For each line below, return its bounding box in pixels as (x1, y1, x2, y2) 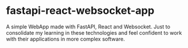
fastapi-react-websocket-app (6, 4, 155, 17)
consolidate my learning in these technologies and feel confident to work (6, 29, 182, 36)
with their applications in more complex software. (6, 35, 125, 42)
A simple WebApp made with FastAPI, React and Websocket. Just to (6, 23, 171, 30)
